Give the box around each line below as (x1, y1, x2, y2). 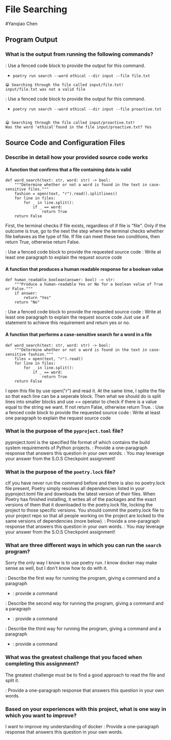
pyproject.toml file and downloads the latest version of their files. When (5, 491, 156, 497)
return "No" (14, 300, 40, 305)
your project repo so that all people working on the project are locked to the (5, 513, 164, 519)
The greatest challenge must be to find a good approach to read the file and (5, 672, 165, 678)
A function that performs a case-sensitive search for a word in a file (5, 331, 152, 337)
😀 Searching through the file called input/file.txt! (5, 82, 124, 88)
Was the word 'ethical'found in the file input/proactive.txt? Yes (5, 124, 152, 130)
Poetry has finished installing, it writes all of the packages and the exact (5, 496, 157, 502)
